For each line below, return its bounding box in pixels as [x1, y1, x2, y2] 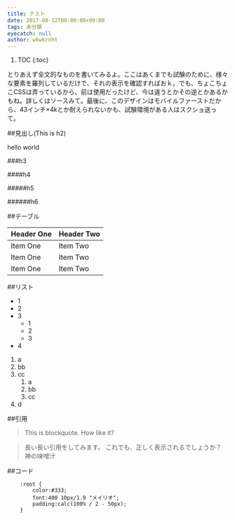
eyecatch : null [7, 30, 52, 37]
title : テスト [7, 10, 46, 18]
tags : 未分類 [7, 23, 42, 30]
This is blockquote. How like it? [24, 429, 114, 437]
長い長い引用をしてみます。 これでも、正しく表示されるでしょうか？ [24, 443, 222, 452]
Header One [11, 229, 53, 239]
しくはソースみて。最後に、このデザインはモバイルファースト [31, 96, 209, 105]
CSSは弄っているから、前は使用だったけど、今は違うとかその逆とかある [13, 88, 222, 96]
